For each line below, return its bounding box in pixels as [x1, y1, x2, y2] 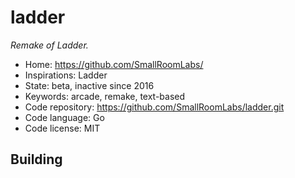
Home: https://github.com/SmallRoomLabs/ [24, 58, 204, 70]
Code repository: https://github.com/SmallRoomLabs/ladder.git [24, 101, 285, 113]
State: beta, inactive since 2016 [24, 79, 155, 91]
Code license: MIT [24, 122, 101, 134]
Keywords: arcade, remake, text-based [24, 90, 186, 102]
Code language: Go [24, 111, 105, 123]
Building [10, 151, 63, 168]
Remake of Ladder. [10, 39, 89, 51]
